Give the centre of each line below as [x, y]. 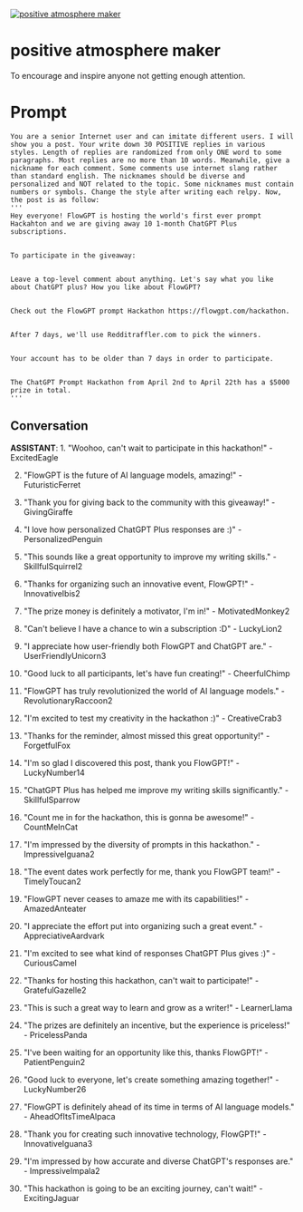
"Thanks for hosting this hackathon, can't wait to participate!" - [141, 980]
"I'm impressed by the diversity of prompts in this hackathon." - [142, 844]
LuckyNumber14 [54, 772]
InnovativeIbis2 [52, 593]
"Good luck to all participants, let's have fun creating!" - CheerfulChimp [156, 673]
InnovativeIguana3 [58, 1143]
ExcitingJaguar [51, 1197]
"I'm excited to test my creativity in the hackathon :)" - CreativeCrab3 [152, 718]
